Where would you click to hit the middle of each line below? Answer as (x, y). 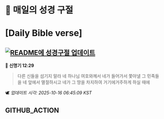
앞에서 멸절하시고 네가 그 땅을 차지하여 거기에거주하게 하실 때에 (89, 82)
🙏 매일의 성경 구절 (39, 10)
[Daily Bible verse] (44, 33)
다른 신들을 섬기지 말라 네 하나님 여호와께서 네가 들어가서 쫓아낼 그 (82, 76)
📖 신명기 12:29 (20, 65)
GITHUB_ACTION (32, 110)
